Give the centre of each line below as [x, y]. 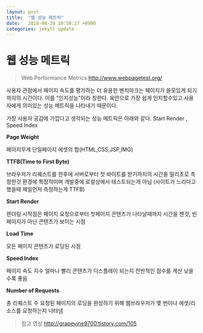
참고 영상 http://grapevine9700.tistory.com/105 [79, 324]
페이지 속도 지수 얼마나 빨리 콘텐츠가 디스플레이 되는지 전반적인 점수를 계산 [95, 271]
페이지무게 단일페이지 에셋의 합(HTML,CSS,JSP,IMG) [70, 150]
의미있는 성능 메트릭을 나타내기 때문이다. [70, 106]
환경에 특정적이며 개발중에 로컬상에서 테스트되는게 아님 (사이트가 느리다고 [109, 182]
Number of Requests [33, 291]
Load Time [20, 234]
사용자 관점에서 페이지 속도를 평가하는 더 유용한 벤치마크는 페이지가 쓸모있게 [96, 90]
